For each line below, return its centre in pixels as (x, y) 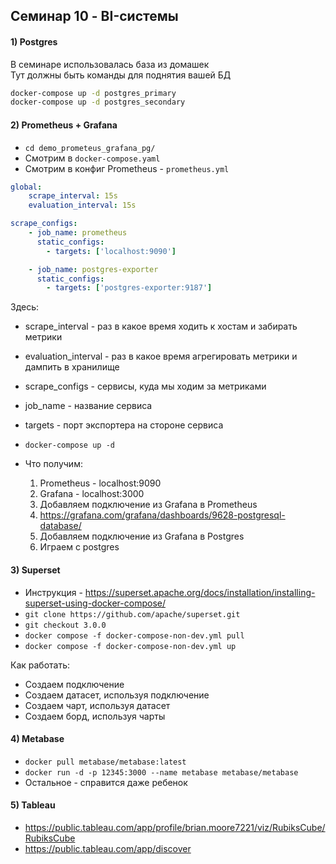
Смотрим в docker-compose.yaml (92, 158)
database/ (60, 526)
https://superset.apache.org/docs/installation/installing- (200, 592)
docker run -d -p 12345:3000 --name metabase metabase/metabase (161, 772)
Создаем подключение (74, 684)
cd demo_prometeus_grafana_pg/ (90, 148)
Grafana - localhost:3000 (92, 494)
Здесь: (25, 307)
